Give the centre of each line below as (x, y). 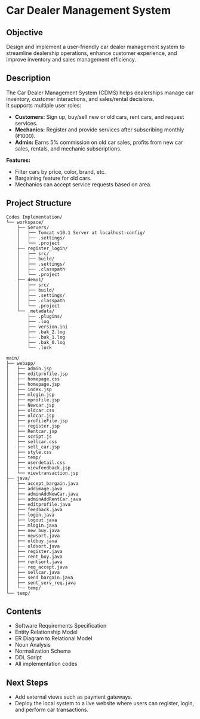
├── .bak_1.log (47, 337)
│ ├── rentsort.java (34, 562)
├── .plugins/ (45, 316)
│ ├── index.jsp (29, 389)
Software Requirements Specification (61, 626)
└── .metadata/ (36, 311)
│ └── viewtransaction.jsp (42, 473)
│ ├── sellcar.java (33, 572)
